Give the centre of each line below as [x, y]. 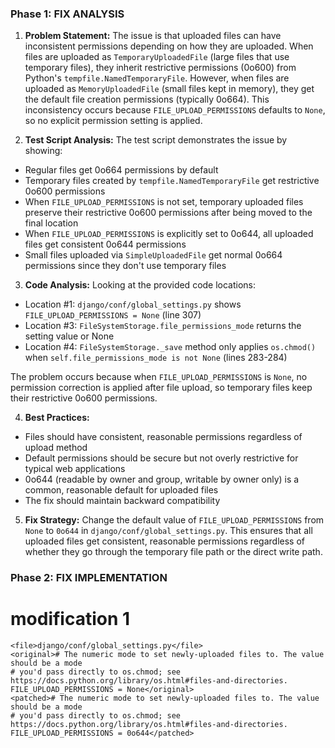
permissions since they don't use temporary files [125, 266]
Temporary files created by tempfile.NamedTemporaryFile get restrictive [172, 181]
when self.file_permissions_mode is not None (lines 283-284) [156, 358]
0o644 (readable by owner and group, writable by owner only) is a [162, 479]
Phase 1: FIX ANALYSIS [67, 14]
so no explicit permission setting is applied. [113, 121]
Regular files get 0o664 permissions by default [121, 170]
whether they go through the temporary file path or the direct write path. [173, 552]
